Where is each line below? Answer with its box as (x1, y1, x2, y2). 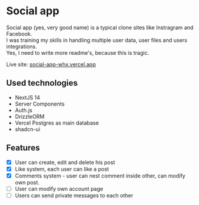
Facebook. (6, 30, 33, 37)
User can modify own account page (14, 185, 103, 192)
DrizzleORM (14, 113, 45, 120)
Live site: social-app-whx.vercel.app (6, 61, 96, 68)
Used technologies (6, 78, 78, 88)
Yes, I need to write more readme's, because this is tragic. (6, 49, 149, 56)
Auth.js (14, 106, 33, 114)
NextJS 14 (14, 94, 41, 101)
